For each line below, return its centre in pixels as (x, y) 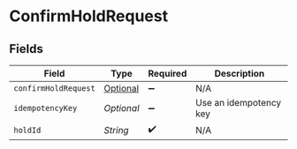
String (117, 130)
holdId (27, 130)
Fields (27, 49)
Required (168, 74)
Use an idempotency (239, 103)
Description (240, 74)
